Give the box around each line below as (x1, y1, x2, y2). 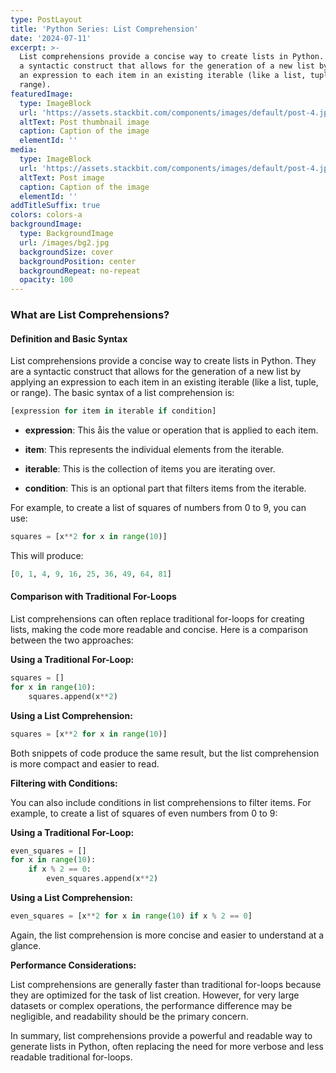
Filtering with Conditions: (10, 777, 118, 789)
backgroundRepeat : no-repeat (19, 266, 141, 276)
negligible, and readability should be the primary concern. (10, 1010, 249, 1022)
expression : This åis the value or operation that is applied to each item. (24, 424, 319, 436)
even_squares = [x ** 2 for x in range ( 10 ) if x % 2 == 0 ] (10, 911, 253, 921)
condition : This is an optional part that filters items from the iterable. (24, 482, 307, 495)
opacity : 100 (19, 275, 74, 285)
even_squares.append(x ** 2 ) (46, 874, 159, 884)
